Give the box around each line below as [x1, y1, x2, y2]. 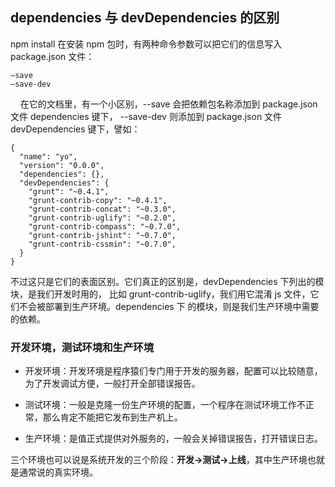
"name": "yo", [19, 151, 78, 162]
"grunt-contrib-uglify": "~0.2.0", [28, 213, 177, 223]
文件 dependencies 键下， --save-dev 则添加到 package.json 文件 [10, 110, 283, 122]
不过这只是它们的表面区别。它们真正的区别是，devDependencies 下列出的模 [10, 275, 325, 287]
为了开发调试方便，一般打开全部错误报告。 [24, 378, 201, 390]
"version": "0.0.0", [19, 160, 105, 170]
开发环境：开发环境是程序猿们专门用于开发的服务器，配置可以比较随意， [24, 365, 323, 377]
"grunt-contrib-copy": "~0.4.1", [28, 195, 168, 205]
